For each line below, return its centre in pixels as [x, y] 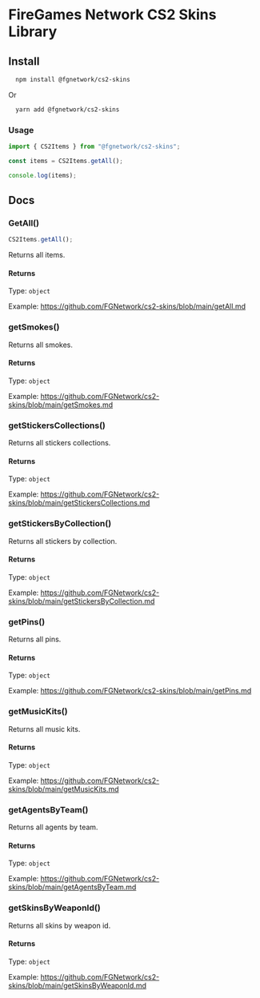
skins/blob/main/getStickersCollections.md [79, 503]
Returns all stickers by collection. [63, 541]
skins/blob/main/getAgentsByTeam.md [72, 887]
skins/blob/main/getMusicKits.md [64, 788]
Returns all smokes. [41, 345]
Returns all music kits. [44, 729]
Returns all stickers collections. [60, 443]
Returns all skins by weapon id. [60, 925]
